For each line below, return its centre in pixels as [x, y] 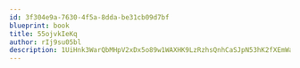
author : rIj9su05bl [46, 42]
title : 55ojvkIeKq [43, 34]
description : [33, 50]
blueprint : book [39, 26]
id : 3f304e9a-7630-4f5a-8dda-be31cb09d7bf [89, 17]
